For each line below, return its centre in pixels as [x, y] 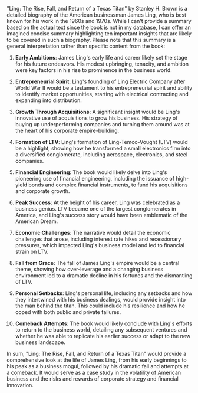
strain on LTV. [32, 251]
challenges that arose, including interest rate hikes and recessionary [98, 239]
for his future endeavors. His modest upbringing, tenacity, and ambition [102, 64]
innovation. [20, 385]
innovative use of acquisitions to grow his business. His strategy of [96, 118]
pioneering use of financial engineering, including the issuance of [95, 179]
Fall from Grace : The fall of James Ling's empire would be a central [97, 263]
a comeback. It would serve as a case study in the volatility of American [94, 372]
